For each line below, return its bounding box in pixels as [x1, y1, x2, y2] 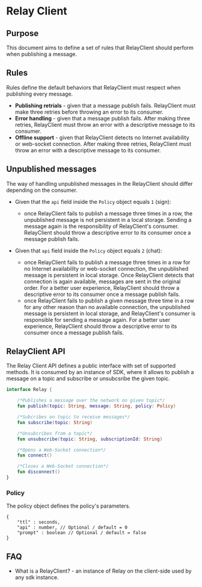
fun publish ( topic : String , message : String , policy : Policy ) [17, 403, 176, 410]
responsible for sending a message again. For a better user [23, 316, 171, 323]
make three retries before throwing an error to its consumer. [14, 108, 164, 115]
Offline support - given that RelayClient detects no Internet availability [14, 134, 189, 141]
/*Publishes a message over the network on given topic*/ [17, 398, 165, 404]
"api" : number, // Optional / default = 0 [17, 524, 128, 530]
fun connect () [17, 452, 52, 458]
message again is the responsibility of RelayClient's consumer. [23, 223, 179, 230]
